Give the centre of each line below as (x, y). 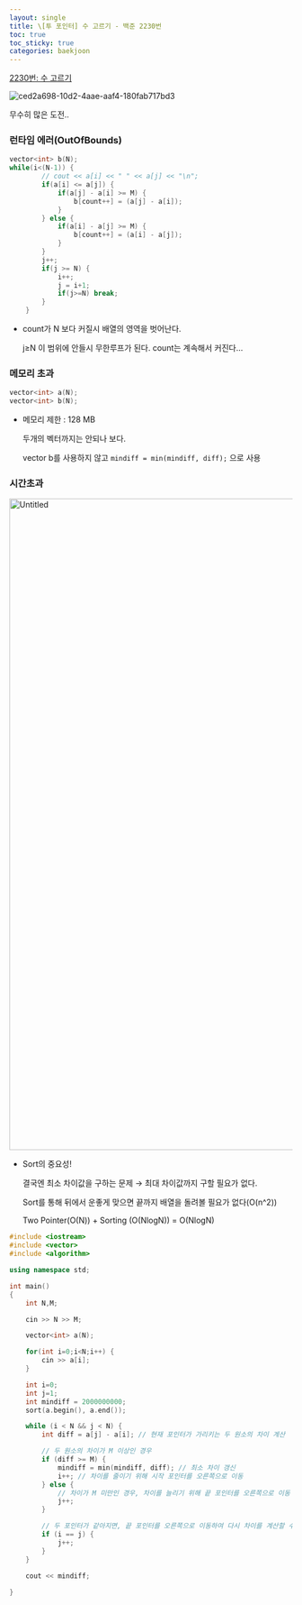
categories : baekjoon (50, 51)
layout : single (38, 18)
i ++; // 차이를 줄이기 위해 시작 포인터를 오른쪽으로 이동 (150, 1476)
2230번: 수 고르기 (40, 78)
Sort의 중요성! (47, 1164)
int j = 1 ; (42, 1393)
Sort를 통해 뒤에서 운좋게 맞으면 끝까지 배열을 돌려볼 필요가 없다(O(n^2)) (150, 1202)
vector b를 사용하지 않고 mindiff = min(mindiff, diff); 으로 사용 (142, 458)
